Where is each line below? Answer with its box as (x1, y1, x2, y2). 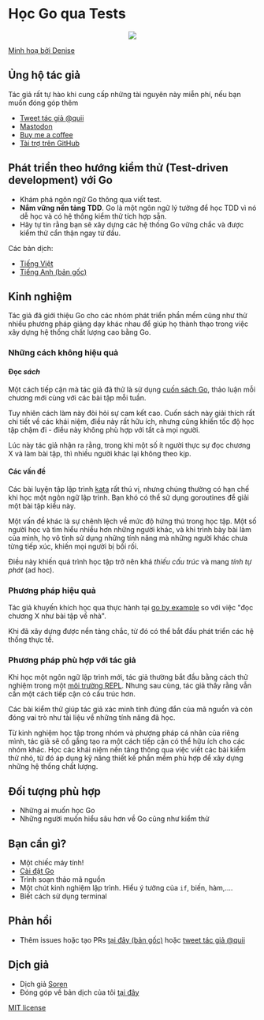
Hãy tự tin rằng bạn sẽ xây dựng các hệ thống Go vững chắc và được (19, 219, 244, 229)
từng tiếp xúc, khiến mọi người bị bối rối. (8, 542, 139, 551)
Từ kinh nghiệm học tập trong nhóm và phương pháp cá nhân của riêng (8, 728, 240, 738)
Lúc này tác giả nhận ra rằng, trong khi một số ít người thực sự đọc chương (8, 440, 251, 450)
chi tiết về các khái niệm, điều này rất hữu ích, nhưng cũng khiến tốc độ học (8, 416, 255, 426)
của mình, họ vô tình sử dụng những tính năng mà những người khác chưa (8, 533, 248, 542)
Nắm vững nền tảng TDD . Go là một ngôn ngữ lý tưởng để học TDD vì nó (19, 203, 257, 212)
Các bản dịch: (8, 243, 54, 253)
